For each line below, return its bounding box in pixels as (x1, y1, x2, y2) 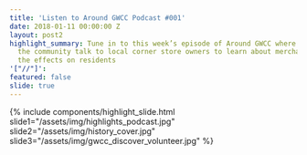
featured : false (9, 73, 71, 82)
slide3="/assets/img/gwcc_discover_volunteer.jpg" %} (9, 135, 215, 146)
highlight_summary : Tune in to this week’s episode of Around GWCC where (9, 38, 297, 48)
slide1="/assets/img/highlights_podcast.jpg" (9, 116, 175, 127)
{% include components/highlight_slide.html (9, 106, 175, 117)
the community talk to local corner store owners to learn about (17, 47, 272, 57)
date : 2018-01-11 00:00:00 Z (9, 22, 121, 31)
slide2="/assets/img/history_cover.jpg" (9, 125, 156, 137)
